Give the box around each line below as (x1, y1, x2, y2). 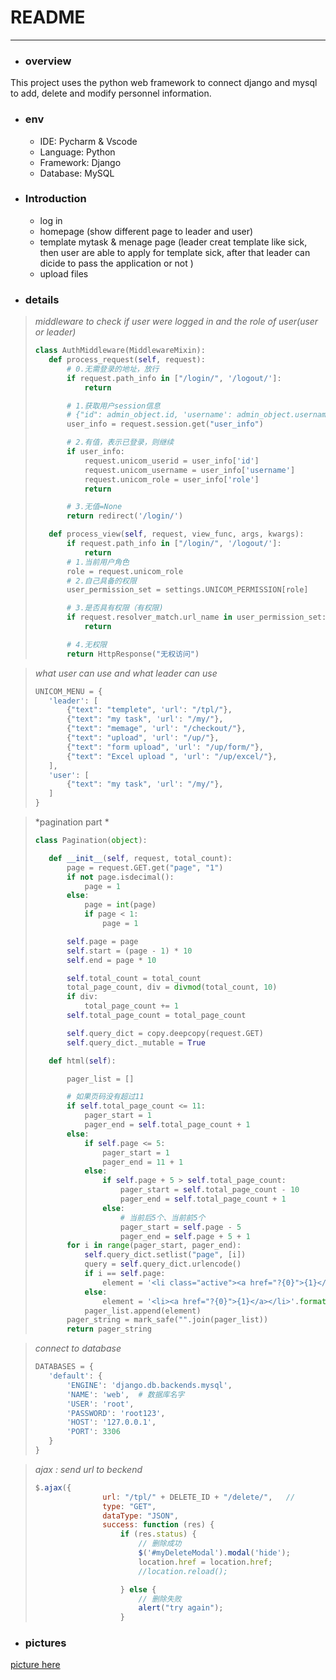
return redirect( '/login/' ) (66, 511, 184, 521)
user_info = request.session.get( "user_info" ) (66, 419, 264, 430)
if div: (66, 992, 99, 1002)
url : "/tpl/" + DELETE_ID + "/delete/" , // (102, 1492, 296, 1502)
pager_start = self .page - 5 (119, 1222, 242, 1232)
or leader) (34, 326, 77, 338)
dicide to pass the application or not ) (39, 257, 194, 269)
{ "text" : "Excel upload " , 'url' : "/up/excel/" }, (66, 751, 278, 761)
